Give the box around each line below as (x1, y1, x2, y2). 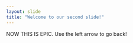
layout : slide (6, 8, 41, 15)
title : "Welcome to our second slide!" (6, 14, 105, 20)
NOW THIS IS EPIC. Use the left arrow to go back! (6, 30, 127, 37)
